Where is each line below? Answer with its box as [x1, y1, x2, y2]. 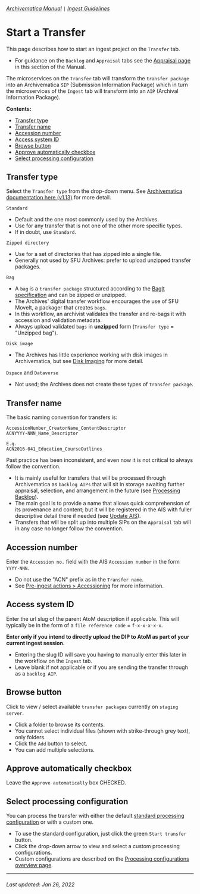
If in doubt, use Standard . [14, 229, 76, 236]
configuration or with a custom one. [6, 818, 94, 826]
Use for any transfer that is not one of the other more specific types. [14, 222, 183, 229]
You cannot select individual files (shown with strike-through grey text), [14, 727, 190, 734]
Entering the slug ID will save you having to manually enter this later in [14, 651, 187, 658]
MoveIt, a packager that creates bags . [14, 304, 107, 311]
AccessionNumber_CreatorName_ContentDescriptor [6, 426, 127, 432]
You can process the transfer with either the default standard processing [6, 812, 185, 820]
